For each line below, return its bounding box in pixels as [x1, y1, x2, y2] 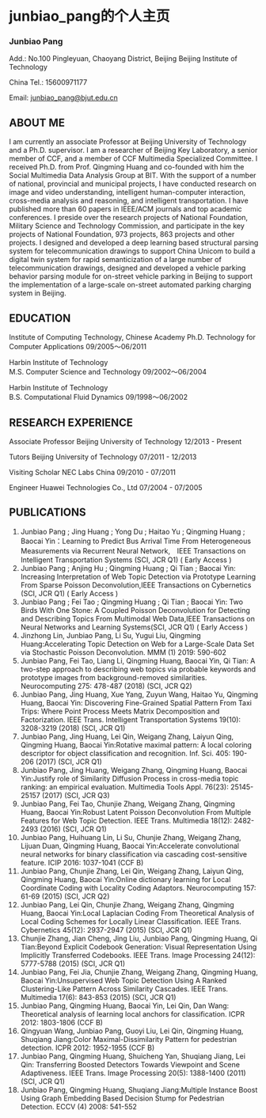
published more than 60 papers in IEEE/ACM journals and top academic [9, 204, 242, 214]
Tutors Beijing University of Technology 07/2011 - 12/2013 [9, 452, 197, 462]
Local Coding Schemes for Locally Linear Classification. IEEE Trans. [20, 916, 242, 926]
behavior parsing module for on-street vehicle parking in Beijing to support [9, 272, 253, 281]
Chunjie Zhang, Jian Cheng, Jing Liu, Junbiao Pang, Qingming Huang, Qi [20, 934, 258, 943]
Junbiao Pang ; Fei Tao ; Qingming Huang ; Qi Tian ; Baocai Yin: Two [20, 597, 244, 607]
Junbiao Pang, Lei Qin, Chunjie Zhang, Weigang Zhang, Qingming [20, 899, 234, 909]
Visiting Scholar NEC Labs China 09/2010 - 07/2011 [9, 467, 177, 477]
